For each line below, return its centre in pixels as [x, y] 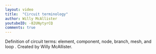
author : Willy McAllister [31, 18]
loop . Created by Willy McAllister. [39, 47]
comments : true [20, 28]
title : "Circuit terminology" [37, 14]
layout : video [19, 9]
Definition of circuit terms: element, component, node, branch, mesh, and [78, 41]
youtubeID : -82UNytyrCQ [29, 23]
